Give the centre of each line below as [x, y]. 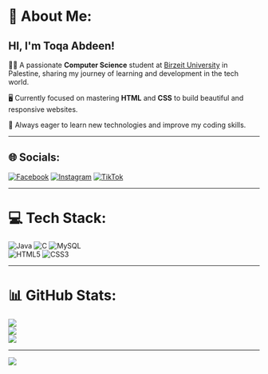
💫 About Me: [50, 16]
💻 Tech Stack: [57, 218]
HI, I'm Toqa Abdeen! [62, 46]
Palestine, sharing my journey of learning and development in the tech [124, 74]
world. [19, 82]
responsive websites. [43, 109]
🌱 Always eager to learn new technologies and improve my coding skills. [127, 125]
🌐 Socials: [34, 158]
